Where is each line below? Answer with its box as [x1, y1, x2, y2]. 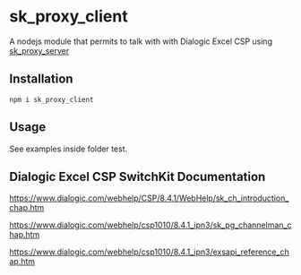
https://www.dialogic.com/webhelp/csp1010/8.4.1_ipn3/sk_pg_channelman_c [9, 219, 292, 230]
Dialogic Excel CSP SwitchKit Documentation [9, 168, 266, 185]
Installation [9, 72, 73, 87]
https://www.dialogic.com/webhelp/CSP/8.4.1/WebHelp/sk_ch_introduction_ [9, 193, 289, 203]
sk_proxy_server [9, 45, 70, 56]
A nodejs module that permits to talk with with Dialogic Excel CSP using [9, 36, 273, 47]
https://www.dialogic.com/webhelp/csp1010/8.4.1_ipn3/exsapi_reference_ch [9, 246, 289, 257]
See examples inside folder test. [9, 143, 128, 154]
